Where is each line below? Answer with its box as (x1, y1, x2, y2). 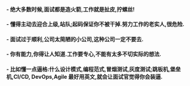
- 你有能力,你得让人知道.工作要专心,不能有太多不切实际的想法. (6, 50, 161, 58)
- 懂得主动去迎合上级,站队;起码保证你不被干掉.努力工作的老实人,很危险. (6, 21, 185, 28)
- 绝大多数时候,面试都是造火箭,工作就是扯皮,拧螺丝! (6, 5, 135, 13)
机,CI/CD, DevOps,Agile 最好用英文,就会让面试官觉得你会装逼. (6, 73, 163, 80)
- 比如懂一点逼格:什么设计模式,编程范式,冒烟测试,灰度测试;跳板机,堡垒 (6, 65, 181, 73)
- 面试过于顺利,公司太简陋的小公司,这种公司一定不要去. (6, 35, 144, 42)
